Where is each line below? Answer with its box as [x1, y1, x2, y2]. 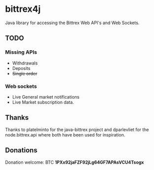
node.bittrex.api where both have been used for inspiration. [5, 132, 125, 137]
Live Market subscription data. [12, 99, 74, 105]
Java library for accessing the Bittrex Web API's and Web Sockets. [5, 20, 140, 26]
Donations [5, 146, 38, 155]
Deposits [12, 65, 31, 71]
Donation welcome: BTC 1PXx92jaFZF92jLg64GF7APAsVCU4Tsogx [5, 159, 144, 165]
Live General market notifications [12, 94, 80, 100]
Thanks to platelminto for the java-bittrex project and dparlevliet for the [5, 127, 149, 133]
